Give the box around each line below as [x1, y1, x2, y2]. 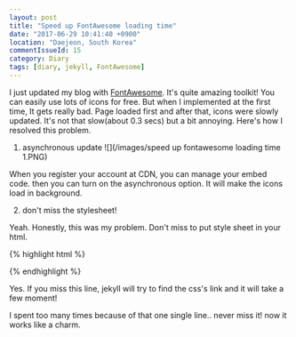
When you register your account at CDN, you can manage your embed [9, 168, 268, 179]
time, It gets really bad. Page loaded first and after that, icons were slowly [9, 106, 279, 116]
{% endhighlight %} [9, 266, 82, 277]
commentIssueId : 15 [9, 46, 82, 55]
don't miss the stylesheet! [21, 205, 117, 215]
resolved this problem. [9, 124, 92, 135]
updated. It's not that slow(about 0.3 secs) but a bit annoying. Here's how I [9, 115, 283, 125]
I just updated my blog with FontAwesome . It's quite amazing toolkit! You [9, 86, 276, 98]
